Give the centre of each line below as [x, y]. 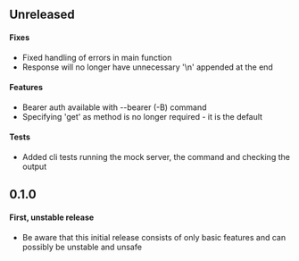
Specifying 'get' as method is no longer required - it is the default [142, 116]
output [34, 166]
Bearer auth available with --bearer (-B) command [114, 107]
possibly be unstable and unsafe [82, 247]
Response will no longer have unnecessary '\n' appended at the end [148, 67]
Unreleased [42, 15]
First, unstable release [52, 217]
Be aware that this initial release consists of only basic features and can [154, 237]
